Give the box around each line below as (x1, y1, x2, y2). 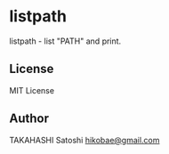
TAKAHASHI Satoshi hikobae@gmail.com (9, 134, 160, 145)
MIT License (9, 85, 55, 95)
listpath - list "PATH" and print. (9, 36, 122, 46)
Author (9, 111, 49, 126)
